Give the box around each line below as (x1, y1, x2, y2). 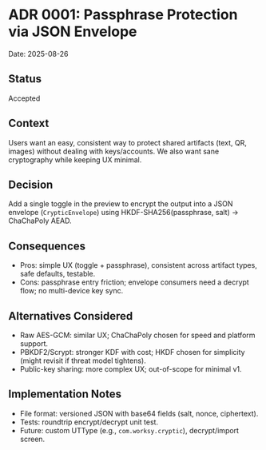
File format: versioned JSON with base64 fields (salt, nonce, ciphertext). (19, 408, 259, 418)
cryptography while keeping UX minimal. (8, 154, 142, 165)
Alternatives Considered (8, 309, 133, 323)
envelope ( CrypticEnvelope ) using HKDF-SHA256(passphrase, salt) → (8, 208, 239, 217)
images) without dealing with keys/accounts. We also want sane (8, 146, 220, 156)
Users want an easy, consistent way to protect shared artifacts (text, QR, (8, 137, 248, 147)
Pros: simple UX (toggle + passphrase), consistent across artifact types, (19, 261, 257, 270)
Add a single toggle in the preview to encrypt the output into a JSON (8, 199, 233, 209)
